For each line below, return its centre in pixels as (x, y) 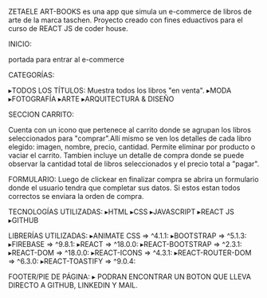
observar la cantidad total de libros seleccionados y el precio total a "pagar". (134, 164)
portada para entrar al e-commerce (67, 60)
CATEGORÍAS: (31, 75)
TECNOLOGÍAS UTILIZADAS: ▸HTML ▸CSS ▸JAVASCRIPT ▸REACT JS (122, 212)
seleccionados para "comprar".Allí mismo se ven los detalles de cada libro (130, 138)
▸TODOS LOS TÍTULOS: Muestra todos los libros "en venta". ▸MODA (120, 90)
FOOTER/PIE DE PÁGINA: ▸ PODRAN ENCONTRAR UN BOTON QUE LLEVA (130, 276)
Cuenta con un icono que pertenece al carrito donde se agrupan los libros (130, 130)
